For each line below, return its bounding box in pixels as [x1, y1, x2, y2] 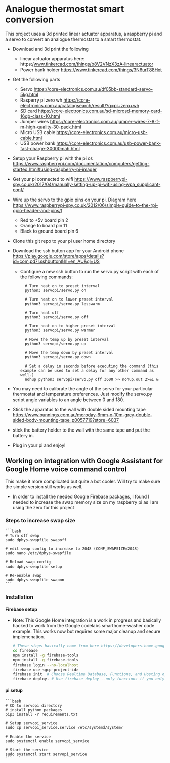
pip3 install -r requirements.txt [5, 712, 78, 717]
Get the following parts [12, 76, 61, 82]
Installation [5, 593, 34, 601]
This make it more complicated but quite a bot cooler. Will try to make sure [5, 478, 160, 484]
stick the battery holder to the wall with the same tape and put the [12, 427, 150, 433]
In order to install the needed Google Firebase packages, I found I [12, 493, 150, 500]
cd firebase [12, 648, 38, 653]
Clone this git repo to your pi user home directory [12, 238, 115, 244]
